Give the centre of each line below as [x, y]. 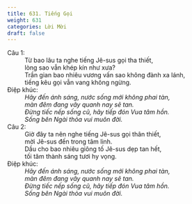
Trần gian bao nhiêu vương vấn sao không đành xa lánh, [105, 75]
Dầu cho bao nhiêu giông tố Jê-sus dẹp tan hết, [93, 149]
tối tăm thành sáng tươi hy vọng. [71, 157]
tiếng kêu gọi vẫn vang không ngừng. [78, 83]
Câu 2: [17, 127]
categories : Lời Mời [37, 26]
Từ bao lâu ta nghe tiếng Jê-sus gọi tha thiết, [89, 61]
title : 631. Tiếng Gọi [40, 14]
